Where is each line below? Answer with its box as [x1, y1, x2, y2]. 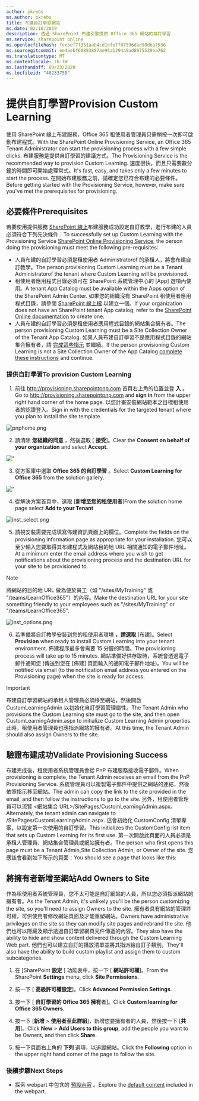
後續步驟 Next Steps [6, 1066, 64, 1075]
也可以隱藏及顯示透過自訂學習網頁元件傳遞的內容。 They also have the [11, 927, 183, 935]
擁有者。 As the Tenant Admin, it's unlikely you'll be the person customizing [6, 898, 190, 905]
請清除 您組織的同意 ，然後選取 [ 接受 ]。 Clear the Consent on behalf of [14, 437, 190, 444]
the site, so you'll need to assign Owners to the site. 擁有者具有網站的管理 [6, 905, 187, 912]
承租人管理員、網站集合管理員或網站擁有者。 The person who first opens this [6, 839, 194, 846]
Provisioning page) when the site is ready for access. [14, 673, 145, 680]
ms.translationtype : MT [6, 53, 65, 59]
